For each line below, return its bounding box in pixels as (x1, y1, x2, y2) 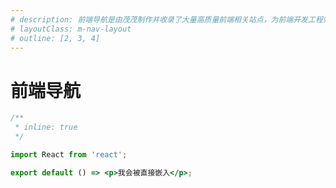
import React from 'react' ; (10, 149, 128, 160)
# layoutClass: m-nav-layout (10, 24, 132, 34)
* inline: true (14, 122, 78, 133)
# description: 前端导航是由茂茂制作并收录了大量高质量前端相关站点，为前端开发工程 (10, 14, 323, 25)
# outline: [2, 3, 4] (10, 33, 101, 43)
